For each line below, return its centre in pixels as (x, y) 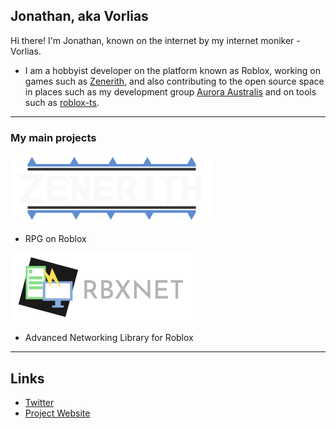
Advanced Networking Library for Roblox (109, 338)
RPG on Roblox (55, 239)
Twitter (39, 402)
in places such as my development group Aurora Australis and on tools (170, 91)
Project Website (57, 413)
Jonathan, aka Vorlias (79, 16)
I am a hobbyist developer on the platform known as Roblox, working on (172, 70)
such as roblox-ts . (62, 102)
